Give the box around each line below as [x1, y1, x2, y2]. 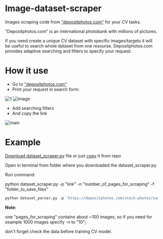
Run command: [5, 171, 35, 177]
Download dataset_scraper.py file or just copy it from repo [5, 153, 121, 158]
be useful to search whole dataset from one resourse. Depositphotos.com [5, 43, 153, 49]
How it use [5, 65, 49, 76]
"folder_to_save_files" [5, 186, 49, 192]
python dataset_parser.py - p [5, 195, 64, 201]
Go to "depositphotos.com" [12, 81, 67, 87]
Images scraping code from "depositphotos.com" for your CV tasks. [5, 19, 141, 25]
